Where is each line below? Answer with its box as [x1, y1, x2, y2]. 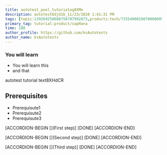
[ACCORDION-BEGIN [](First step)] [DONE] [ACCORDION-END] [5, 125, 135, 131]
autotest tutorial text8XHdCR [5, 77, 64, 83]
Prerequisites [5, 92, 48, 100]
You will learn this [12, 62, 49, 68]
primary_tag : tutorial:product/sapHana [5, 21, 88, 26]
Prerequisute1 [12, 104, 41, 110]
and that [12, 68, 30, 74]
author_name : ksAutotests [5, 35, 59, 40]
